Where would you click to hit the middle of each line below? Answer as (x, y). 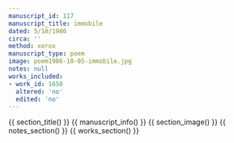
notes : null (28, 69)
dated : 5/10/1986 (38, 31)
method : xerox (32, 46)
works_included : (36, 76)
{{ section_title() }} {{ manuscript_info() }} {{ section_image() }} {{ (117, 122)
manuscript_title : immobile (56, 24)
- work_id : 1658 (36, 84)
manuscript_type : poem (47, 54)
